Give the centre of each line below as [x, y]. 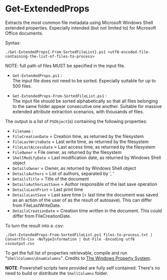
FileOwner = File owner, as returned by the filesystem [67, 152]
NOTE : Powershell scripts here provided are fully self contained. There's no [83, 267]
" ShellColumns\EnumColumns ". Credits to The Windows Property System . [78, 258]
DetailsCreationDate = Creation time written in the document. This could [87, 210]
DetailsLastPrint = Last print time [48, 189]
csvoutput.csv [20, 243]
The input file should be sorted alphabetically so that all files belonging [85, 101]
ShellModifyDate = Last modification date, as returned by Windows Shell [86, 157]
